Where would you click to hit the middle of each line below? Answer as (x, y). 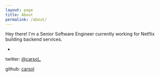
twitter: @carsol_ (23, 59)
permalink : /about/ (26, 19)
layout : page (19, 10)
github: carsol (20, 69)
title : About (19, 15)
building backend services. (34, 39)
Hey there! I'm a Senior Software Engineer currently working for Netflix (80, 34)
